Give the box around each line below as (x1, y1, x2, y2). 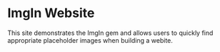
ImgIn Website (7, 5, 95, 21)
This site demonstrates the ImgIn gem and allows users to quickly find (7, 28, 214, 37)
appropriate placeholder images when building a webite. (7, 36, 174, 44)
